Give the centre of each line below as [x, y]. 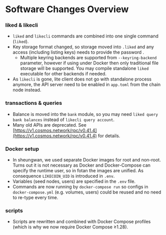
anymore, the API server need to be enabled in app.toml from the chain [87, 85]
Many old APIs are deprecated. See [50, 125]
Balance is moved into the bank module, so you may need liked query [85, 114]
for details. [109, 136]
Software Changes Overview [67, 9]
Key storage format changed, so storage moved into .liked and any [83, 47]
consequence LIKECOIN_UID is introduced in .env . [64, 176]
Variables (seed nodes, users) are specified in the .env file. [74, 181]
